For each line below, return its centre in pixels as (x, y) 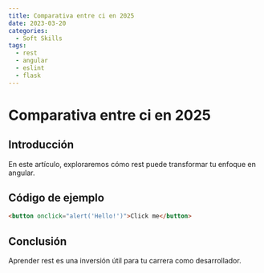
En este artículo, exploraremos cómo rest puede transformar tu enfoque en (132, 164)
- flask (28, 75)
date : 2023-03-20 (37, 23)
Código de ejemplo (56, 198)
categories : (28, 31)
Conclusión (38, 241)
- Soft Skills (39, 38)
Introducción (41, 145)
